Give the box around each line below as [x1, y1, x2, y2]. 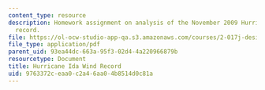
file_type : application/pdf [8, 41, 101, 49]
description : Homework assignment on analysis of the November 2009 [8, 19, 238, 27]
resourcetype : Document [8, 56, 87, 63]
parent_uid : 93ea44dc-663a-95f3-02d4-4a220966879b [8, 48, 178, 56]
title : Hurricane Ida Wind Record [8, 63, 122, 70]
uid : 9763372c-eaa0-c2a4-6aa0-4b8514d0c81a [8, 70, 154, 77]
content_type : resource [8, 11, 87, 20]
